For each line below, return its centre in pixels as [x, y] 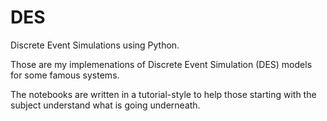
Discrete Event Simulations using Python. [95, 45]
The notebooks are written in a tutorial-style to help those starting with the [163, 94]
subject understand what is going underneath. [105, 105]
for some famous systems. [65, 75]
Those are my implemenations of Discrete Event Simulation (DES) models [161, 64]
